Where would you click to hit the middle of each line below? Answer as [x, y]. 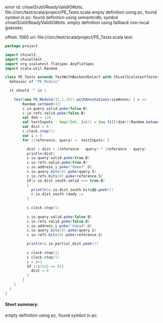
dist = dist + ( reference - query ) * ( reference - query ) [86, 149]
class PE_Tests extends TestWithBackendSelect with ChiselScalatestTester [82, 77]
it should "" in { [28, 90]
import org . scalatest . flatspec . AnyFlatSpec [50, 64]
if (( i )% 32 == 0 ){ [45, 266]
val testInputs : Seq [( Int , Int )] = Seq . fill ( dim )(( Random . [84, 122]
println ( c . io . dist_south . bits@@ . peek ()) [72, 190]
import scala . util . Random [31, 68]
